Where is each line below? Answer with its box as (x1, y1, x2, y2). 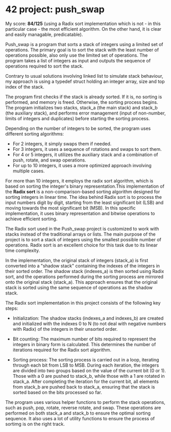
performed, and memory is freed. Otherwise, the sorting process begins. (5, 99, 158, 105)
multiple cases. (12, 168, 45, 174)
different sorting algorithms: (5, 130, 64, 137)
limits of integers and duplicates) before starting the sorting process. (5, 115, 150, 121)
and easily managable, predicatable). (5, 31, 83, 37)
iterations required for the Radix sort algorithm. (12, 347, 111, 353)
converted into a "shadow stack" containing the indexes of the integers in (5, 262, 160, 269)
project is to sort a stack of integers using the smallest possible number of (5, 236, 162, 242)
